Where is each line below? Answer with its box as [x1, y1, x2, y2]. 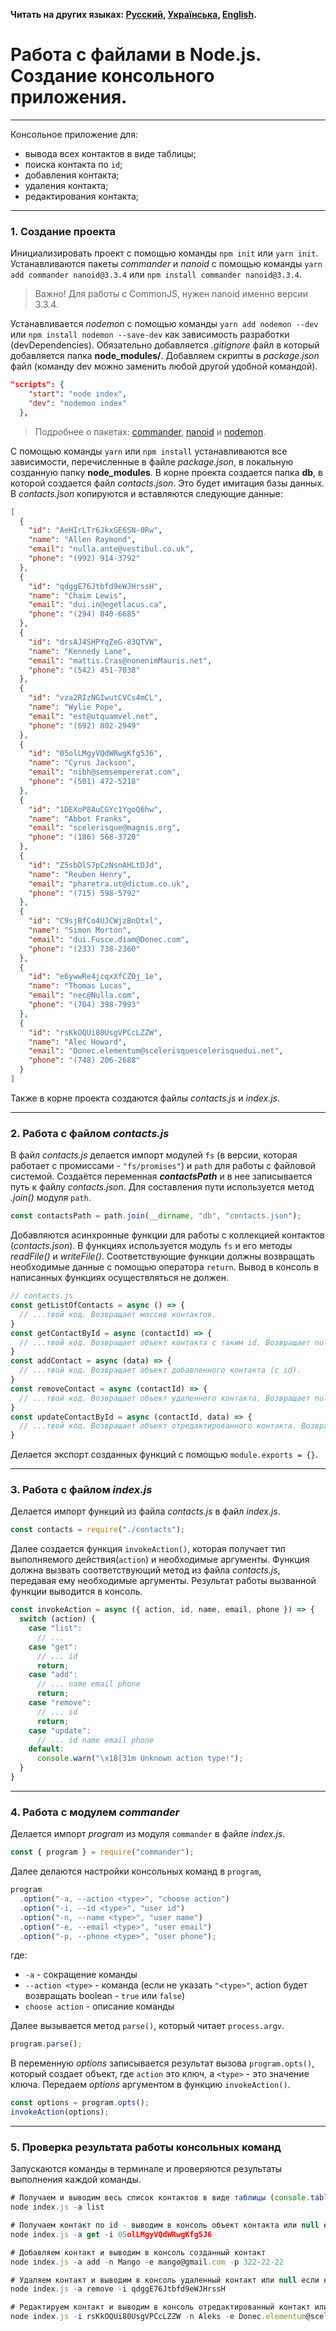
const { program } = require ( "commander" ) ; [10, 1847, 195, 1858]
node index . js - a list [10, 2202, 105, 2213]
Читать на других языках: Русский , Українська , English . [10, 9, 257, 20]
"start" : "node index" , [28, 389, 128, 399]
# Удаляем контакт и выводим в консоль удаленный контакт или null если [10, 2275, 320, 2285]
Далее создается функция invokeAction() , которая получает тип [10, 1543, 286, 1555]
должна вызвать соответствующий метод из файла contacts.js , [10, 1564, 281, 1576]
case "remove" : [28, 1698, 92, 1708]
